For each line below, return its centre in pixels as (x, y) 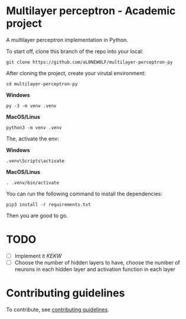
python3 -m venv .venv (34, 128)
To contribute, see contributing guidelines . (58, 310)
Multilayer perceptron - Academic (91, 11)
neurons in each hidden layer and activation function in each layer (95, 269)
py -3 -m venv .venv (32, 106)
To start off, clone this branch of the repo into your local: (75, 51)
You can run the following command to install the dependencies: (84, 194)
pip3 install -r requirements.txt (49, 204)
